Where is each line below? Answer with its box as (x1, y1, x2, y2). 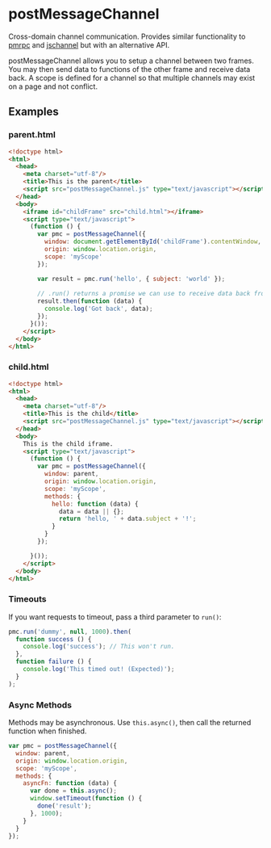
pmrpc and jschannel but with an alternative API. (8, 40, 170, 49)
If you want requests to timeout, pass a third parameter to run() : (8, 611, 222, 622)
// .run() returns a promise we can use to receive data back (37, 290, 251, 298)
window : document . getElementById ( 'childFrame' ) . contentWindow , (44, 237, 262, 246)
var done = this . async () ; (29, 787, 117, 796)
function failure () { (15, 657, 92, 666)
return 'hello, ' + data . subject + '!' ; (59, 514, 197, 523)
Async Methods (8, 699, 73, 711)
